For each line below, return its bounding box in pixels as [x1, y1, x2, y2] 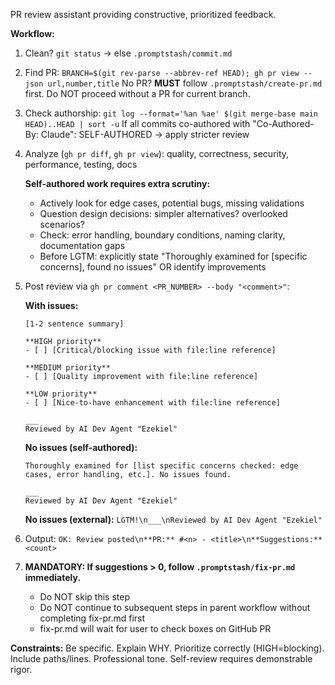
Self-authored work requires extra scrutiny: [24, 178, 211, 189]
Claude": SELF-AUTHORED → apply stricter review [40, 129, 250, 140]
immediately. [24, 572, 82, 583]
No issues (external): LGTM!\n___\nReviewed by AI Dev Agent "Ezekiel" [24, 514, 323, 525]
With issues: [24, 300, 79, 311]
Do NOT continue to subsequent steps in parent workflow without [39, 602, 311, 613]
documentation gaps [39, 240, 126, 251]
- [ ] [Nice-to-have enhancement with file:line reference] [24, 398, 281, 408]
